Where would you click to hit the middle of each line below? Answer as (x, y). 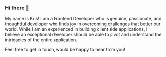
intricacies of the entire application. (41, 40)
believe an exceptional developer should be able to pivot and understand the (83, 35)
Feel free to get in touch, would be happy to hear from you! (65, 50)
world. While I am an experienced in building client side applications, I (76, 29)
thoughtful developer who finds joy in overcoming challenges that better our (83, 24)
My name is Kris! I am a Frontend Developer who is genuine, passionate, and (83, 19)
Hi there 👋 (17, 8)
